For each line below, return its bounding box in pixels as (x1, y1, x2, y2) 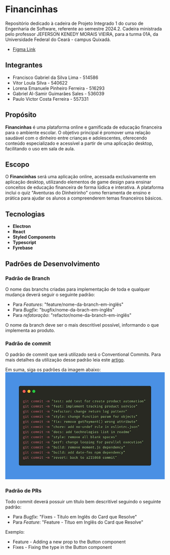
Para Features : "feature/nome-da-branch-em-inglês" (12, 301, 124, 307)
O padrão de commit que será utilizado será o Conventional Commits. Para (5, 351, 161, 358)
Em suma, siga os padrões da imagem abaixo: (5, 367, 101, 373)
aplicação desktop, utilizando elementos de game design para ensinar (5, 179, 152, 185)
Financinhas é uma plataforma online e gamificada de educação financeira (5, 124, 162, 130)
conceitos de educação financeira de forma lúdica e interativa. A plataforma (5, 184, 164, 190)
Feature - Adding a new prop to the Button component (12, 539, 126, 545)
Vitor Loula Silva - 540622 (12, 80, 68, 86)
